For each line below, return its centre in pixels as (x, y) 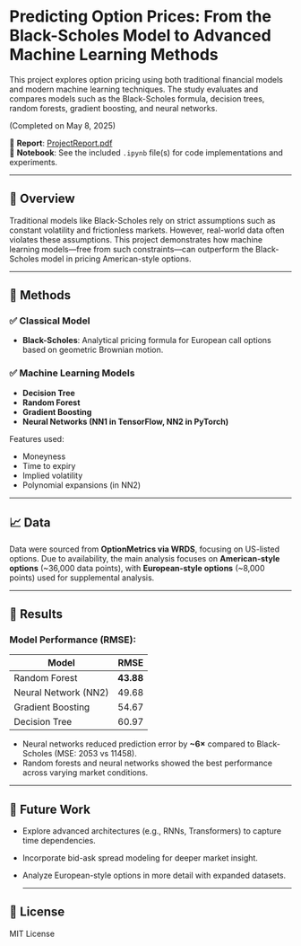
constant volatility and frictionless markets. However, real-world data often (147, 230)
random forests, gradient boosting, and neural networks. (113, 108)
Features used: (37, 438)
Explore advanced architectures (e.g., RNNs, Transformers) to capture (152, 831)
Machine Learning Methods (114, 55)
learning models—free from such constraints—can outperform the (131, 249)
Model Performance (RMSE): (73, 640)
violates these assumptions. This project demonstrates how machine (136, 239)
